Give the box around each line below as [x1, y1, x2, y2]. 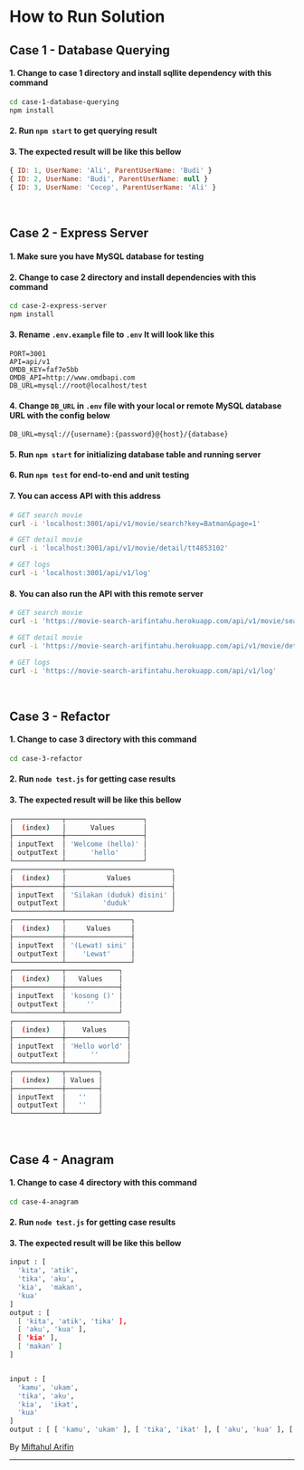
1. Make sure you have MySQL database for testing [9, 251, 204, 262]
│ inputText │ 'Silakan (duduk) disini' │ [9, 890, 176, 899]
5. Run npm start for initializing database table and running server [9, 448, 261, 459]
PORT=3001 [9, 350, 47, 359]
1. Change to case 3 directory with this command [9, 734, 197, 745]
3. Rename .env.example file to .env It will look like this [9, 329, 215, 341]
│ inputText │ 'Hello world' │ [9, 1042, 131, 1052]
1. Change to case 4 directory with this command [9, 1177, 197, 1188]
